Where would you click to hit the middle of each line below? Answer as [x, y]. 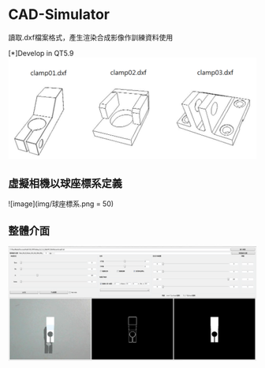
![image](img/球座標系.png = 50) [61, 204]
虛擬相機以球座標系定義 [65, 183]
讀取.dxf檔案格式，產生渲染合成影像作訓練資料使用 [91, 37]
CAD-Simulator [59, 15]
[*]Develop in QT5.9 [41, 53]
